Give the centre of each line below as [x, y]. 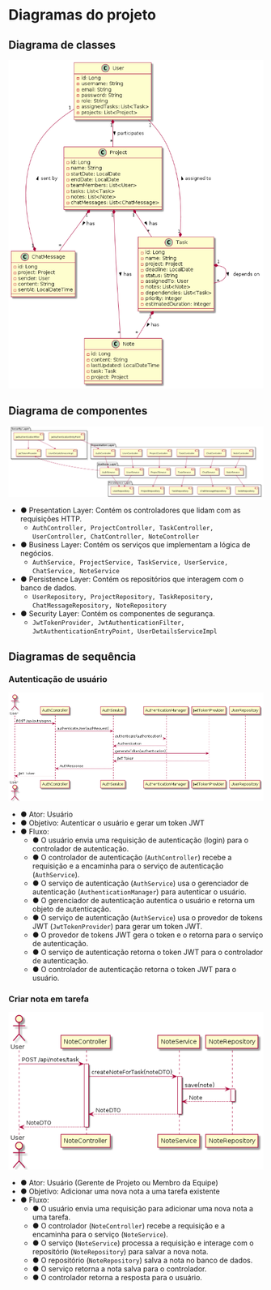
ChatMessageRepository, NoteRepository [100, 606]
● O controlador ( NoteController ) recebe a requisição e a [128, 1225]
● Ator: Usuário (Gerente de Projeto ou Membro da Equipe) [119, 1182]
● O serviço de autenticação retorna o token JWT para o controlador [147, 952]
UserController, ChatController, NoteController [116, 537]
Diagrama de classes [62, 45]
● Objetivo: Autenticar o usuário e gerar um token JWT [112, 823]
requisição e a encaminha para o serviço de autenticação [128, 866]
